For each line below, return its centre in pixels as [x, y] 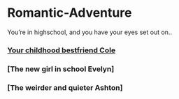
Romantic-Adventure [70, 13]
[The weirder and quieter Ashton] [65, 87]
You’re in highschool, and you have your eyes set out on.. [90, 32]
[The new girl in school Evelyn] [61, 69]
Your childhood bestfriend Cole [62, 50]
